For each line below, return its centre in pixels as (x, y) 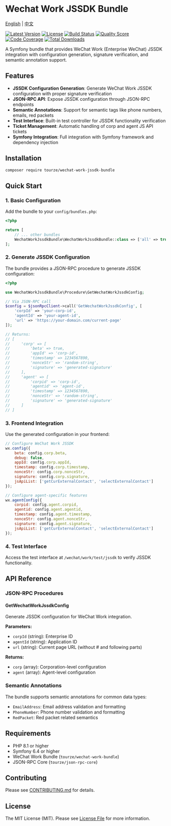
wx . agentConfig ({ (24, 500)
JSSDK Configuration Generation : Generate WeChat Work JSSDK (82, 88)
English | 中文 (20, 23)
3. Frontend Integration (34, 423)
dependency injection (35, 142)
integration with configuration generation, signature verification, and (77, 54)
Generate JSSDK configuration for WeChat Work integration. (69, 617)
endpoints (23, 104)
